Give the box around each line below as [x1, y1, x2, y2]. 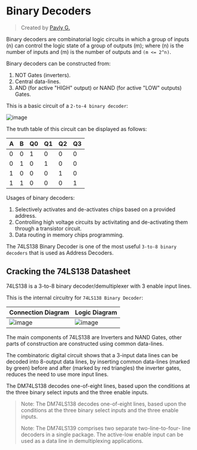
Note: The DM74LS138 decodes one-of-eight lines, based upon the [20, 400, 187, 408]
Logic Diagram [75, 308, 118, 317]
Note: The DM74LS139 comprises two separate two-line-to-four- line [20, 424, 191, 431]
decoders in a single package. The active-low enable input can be [20, 431, 184, 438]
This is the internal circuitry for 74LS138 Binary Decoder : [6, 294, 143, 301]
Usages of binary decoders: [6, 194, 75, 201]
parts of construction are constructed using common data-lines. [6, 340, 164, 347]
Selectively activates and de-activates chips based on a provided [14, 205, 176, 213]
